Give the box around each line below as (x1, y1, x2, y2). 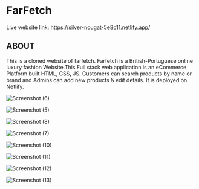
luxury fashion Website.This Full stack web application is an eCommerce (6, 63, 187, 71)
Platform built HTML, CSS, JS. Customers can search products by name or (6, 70, 192, 77)
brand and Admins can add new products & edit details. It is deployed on (6, 76, 188, 83)
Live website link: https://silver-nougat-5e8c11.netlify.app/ (6, 24, 151, 31)
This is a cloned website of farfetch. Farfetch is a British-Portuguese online (6, 57, 194, 64)
